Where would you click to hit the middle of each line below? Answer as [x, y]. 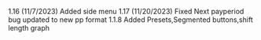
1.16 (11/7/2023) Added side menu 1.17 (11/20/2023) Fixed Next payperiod [126, 11]
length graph [29, 28]
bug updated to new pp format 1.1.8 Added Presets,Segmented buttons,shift [130, 20]
